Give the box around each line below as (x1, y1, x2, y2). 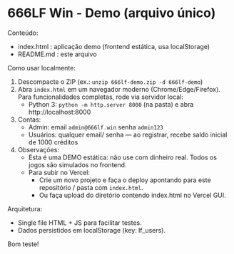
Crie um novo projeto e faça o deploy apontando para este (39, 176, 212, 184)
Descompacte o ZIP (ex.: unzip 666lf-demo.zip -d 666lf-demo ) (17, 77, 203, 86)
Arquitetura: (7, 204, 43, 213)
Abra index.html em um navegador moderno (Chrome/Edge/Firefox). (17, 85, 221, 93)
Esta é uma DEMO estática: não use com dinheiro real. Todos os (28, 153, 218, 162)
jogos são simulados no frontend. (28, 160, 127, 169)
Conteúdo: (7, 28, 39, 37)
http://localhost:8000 (28, 107, 91, 116)
